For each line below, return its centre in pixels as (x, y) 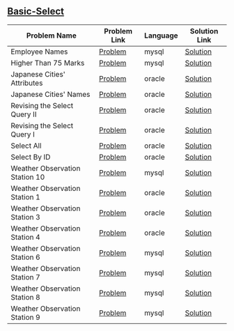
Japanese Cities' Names (50, 94)
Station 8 (25, 297)
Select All (26, 146)
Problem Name (51, 36)
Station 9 (25, 317)
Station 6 (25, 257)
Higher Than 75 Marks (48, 63)
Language (161, 36)
